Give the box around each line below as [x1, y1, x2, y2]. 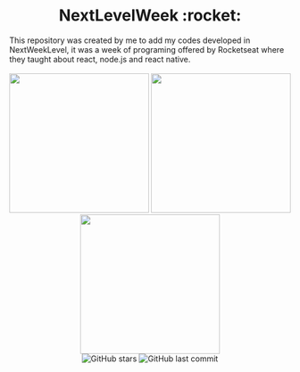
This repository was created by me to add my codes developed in [9, 35, 251, 45]
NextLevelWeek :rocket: [58, 5, 242, 26]
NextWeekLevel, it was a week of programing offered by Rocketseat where [9, 44, 285, 54]
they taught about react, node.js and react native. [9, 54, 191, 64]
